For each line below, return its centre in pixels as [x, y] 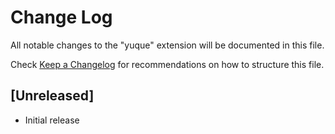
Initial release [52, 120]
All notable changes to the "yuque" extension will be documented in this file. [167, 45]
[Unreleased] [52, 96]
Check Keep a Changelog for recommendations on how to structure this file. [167, 64]
